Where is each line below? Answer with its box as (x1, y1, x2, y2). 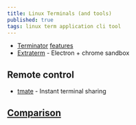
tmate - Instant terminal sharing (16, 87, 106, 95)
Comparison (7, 107, 62, 119)
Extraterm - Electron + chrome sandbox (16, 49, 130, 57)
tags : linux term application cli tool (7, 23, 122, 30)
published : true (7, 16, 54, 23)
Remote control (7, 69, 74, 80)
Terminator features (16, 42, 73, 50)
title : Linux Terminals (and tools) (7, 10, 112, 17)
